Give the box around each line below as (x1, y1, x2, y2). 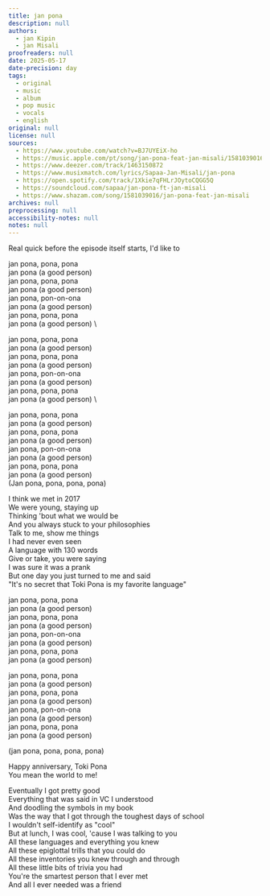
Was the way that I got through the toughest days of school (8, 811, 205, 821)
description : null (8, 19, 70, 27)
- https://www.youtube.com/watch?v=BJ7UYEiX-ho (15, 147, 178, 155)
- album (15, 94, 42, 102)
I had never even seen (8, 537, 82, 547)
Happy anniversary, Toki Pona (8, 762, 108, 771)
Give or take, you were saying (8, 554, 107, 564)
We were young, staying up (8, 502, 99, 512)
